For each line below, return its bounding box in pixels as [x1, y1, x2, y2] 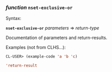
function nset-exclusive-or [5, 4, 73, 11]
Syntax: [5, 15, 21, 21]
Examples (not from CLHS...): [5, 44, 66, 50]
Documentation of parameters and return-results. [5, 34, 107, 41]
